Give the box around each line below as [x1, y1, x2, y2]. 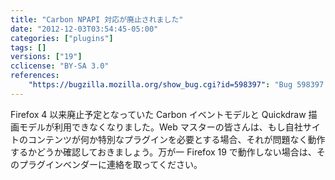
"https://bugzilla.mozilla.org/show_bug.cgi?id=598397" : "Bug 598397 [28, 80, 325, 90]
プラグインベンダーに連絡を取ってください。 [18, 158, 203, 170]
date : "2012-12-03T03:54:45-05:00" [10, 24, 159, 34]
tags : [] [10, 42, 47, 53]
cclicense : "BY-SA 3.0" [10, 61, 110, 71]
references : [10, 71, 60, 81]
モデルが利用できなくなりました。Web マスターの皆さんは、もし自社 [18, 121, 303, 133]
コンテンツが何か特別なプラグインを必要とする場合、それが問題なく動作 [27, 133, 326, 145]
